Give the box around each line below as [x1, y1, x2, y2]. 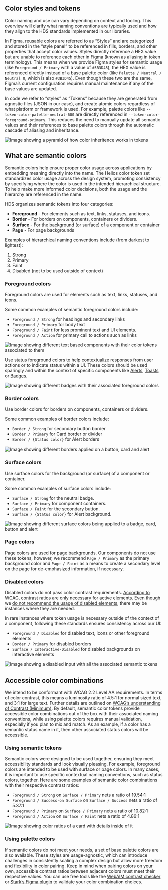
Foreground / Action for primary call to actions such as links [12, 332, 137, 338]
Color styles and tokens [5, 4, 81, 13]
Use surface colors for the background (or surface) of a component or [5, 470, 150, 476]
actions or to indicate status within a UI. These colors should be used [5, 362, 147, 368]
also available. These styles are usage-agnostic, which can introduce [5, 852, 148, 858]
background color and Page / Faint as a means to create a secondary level [5, 560, 161, 566]
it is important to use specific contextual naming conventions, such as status [5, 772, 163, 778]
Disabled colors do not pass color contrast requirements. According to [5, 590, 150, 596]
